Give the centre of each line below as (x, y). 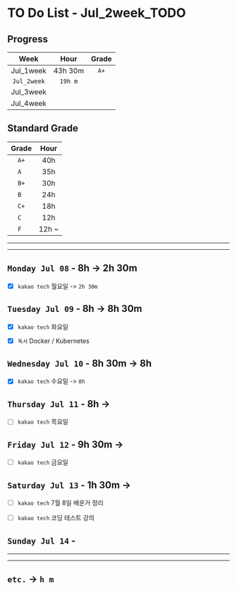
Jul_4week (29, 103)
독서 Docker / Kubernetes (53, 341)
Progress (28, 39)
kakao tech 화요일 (43, 327)
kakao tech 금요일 (43, 462)
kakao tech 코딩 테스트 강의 (56, 518)
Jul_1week (29, 71)
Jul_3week (29, 92)
